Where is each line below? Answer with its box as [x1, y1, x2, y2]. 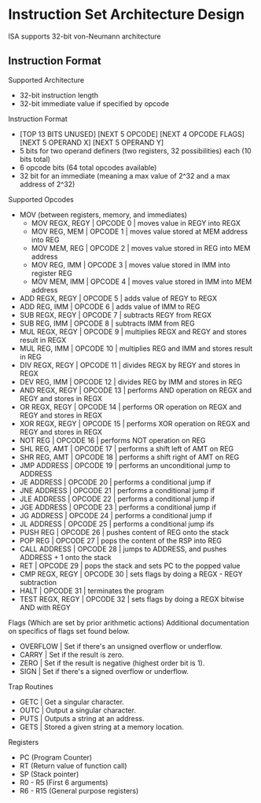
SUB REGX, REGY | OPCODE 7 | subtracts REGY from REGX [19, 310, 212, 319]
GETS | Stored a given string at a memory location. [19, 722, 185, 731]
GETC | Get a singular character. [19, 697, 124, 706]
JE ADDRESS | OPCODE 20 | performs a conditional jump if [19, 477, 211, 487]
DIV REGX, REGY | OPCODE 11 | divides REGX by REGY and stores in [19, 360, 241, 370]
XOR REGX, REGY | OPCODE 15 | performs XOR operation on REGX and [19, 418, 250, 428]
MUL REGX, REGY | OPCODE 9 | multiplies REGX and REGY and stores [19, 326, 248, 336]
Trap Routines [8, 682, 53, 691]
